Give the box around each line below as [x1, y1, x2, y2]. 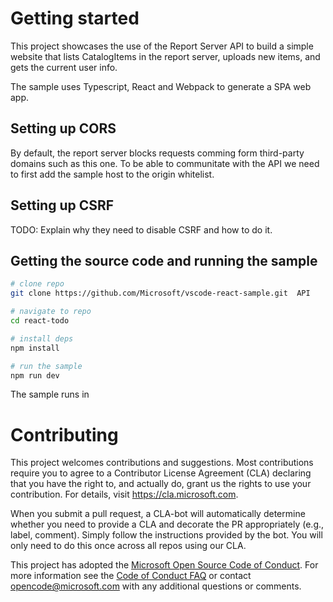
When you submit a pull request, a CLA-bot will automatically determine [10, 508, 306, 520]
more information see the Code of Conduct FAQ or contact [10, 570, 252, 582]
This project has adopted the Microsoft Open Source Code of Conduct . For [10, 559, 319, 571]
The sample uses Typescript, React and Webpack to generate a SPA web [10, 80, 312, 92]
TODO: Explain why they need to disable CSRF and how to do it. [10, 223, 273, 236]
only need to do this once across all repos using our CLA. [10, 540, 247, 552]
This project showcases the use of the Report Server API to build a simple [10, 40, 314, 52]
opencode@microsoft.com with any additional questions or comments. [10, 580, 302, 592]
